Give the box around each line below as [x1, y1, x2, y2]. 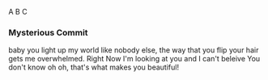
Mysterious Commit [8, 27, 88, 38]
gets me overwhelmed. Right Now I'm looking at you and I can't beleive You [8, 54, 261, 64]
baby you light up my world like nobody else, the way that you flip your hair [8, 45, 259, 55]
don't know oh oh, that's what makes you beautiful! [8, 62, 180, 72]
